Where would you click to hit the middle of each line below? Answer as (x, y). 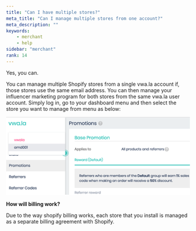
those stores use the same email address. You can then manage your (89, 90)
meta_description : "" (32, 24)
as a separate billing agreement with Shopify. (60, 222)
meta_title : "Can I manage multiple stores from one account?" (85, 18)
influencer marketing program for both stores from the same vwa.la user (93, 96)
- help (24, 43)
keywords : (18, 31)
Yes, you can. (22, 72)
